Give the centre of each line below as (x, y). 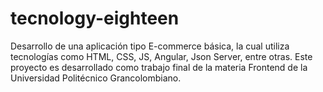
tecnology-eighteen (95, 18)
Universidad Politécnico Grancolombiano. (96, 78)
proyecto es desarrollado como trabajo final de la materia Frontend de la (159, 67)
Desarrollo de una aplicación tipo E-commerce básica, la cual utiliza (150, 46)
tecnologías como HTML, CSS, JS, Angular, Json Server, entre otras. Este (161, 56)
